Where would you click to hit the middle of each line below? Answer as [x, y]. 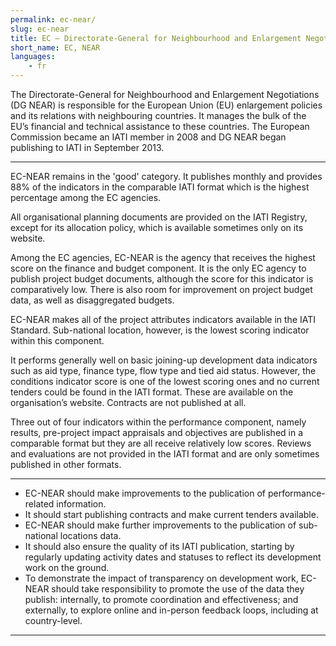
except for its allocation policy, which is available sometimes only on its [157, 227]
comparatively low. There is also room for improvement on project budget [161, 289]
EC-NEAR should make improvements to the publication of [145, 493]
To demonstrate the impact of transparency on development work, [161, 578]
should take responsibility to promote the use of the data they [178, 589]
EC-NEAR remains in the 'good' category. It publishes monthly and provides [166, 176]
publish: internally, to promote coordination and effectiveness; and [161, 599]
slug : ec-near [40, 29]
